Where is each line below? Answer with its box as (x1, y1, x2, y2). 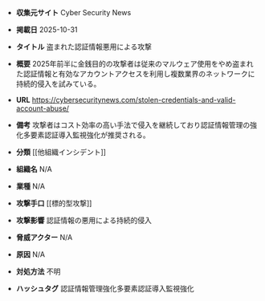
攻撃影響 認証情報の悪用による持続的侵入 (15, 216, 153, 225)
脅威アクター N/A (15, 233, 73, 242)
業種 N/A (15, 181, 46, 191)
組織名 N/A (15, 165, 52, 173)
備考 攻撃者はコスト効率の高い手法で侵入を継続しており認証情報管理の (15, 120, 251, 129)
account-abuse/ (15, 104, 70, 113)
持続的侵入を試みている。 (15, 79, 101, 88)
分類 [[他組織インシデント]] (15, 148, 107, 157)
